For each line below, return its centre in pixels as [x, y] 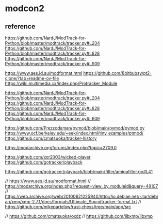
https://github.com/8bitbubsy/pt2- [117, 73]
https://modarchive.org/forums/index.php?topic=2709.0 [61, 148]
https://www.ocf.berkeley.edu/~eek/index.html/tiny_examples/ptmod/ [74, 133]
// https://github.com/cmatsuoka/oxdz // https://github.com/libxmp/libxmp [79, 216]
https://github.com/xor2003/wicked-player [48, 157]
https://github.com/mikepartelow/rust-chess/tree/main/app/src [68, 207]
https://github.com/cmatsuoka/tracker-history [51, 138]
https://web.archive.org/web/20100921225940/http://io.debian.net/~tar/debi [81, 196]
